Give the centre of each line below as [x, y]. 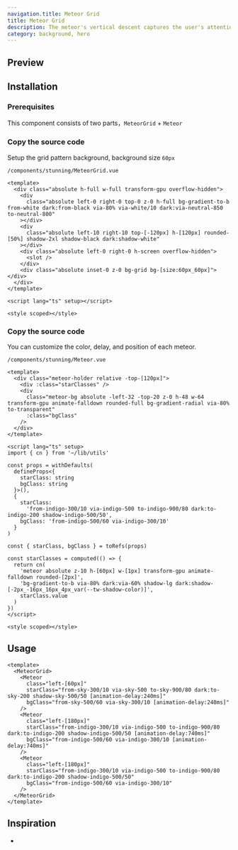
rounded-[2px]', [59, 577]
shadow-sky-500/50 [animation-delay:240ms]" [100, 696]
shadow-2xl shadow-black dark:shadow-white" [93, 239]
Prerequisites [31, 107]
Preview [26, 62]
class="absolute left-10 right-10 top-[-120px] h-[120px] [113, 233]
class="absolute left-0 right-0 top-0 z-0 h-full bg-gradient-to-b [128, 202]
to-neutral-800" [31, 214]
